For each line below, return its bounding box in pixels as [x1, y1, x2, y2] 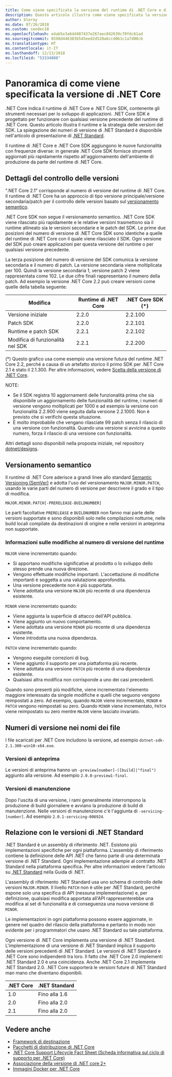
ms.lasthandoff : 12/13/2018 [5, 50, 66, 55]
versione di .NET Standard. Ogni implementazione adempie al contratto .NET [5, 858, 167, 864]
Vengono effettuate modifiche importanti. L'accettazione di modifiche [12, 571, 160, 578]
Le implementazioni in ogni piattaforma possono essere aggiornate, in [5, 916, 153, 922]
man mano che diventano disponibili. [5, 970, 83, 976]
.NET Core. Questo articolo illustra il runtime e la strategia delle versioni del [5, 122, 164, 128]
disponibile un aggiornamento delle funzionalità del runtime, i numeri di [12, 398, 163, 404]
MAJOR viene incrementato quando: [5, 550, 78, 556]
